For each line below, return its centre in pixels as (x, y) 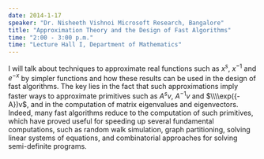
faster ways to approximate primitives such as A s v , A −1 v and (106, 95)
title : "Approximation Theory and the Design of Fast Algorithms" (120, 30)
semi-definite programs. (47, 146)
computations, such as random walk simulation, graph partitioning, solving (129, 130)
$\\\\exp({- (223, 96)
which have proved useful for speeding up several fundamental (111, 121)
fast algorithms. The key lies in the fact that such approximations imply (123, 87)
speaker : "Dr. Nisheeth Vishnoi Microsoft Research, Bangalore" (116, 23)
